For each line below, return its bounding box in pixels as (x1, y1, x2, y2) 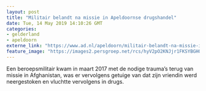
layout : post (6, 8, 40, 15)
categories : (6, 25, 37, 32)
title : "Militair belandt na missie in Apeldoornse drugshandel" (6, 15, 177, 21)
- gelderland (6, 32, 40, 38)
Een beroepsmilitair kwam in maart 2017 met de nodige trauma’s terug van (6, 65, 194, 72)
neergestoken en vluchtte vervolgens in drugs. (6, 78, 124, 85)
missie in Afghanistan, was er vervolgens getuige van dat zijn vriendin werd (6, 71, 197, 79)
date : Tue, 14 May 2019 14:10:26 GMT (6, 20, 103, 26)
